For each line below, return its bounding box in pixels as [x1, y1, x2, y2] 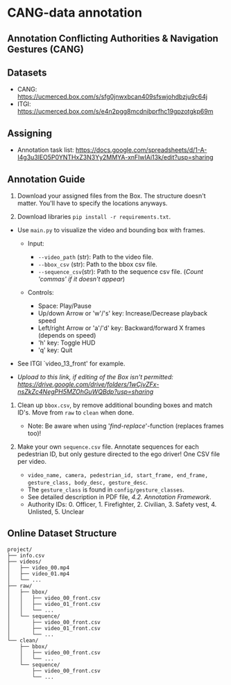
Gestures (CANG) [7, 43, 85, 55]
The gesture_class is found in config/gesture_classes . [27, 485, 185, 494]
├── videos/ [7, 558, 42, 565]
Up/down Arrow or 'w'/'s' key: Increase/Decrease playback [37, 309, 208, 318]
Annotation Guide [7, 173, 85, 185]
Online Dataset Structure [7, 528, 117, 539]
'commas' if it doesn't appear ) [37, 275, 126, 284]
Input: [27, 239, 45, 248]
